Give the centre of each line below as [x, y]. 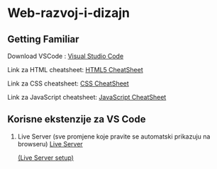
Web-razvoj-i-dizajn [68, 13]
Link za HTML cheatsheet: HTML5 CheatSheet [75, 70]
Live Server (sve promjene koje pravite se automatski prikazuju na [114, 136]
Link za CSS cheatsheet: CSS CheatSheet [68, 83]
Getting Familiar [43, 39]
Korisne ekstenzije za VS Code [77, 119]
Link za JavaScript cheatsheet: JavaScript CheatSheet [87, 97]
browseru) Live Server [50, 144]
